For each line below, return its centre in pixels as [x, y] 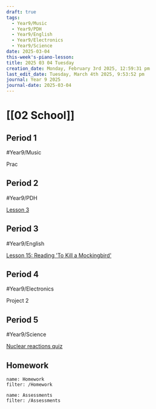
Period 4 [23, 274]
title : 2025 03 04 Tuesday [40, 63]
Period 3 [22, 229]
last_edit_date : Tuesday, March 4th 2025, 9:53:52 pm [76, 74]
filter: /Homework [29, 385]
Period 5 [22, 320]
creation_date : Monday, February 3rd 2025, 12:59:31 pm [78, 68]
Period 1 [22, 138]
